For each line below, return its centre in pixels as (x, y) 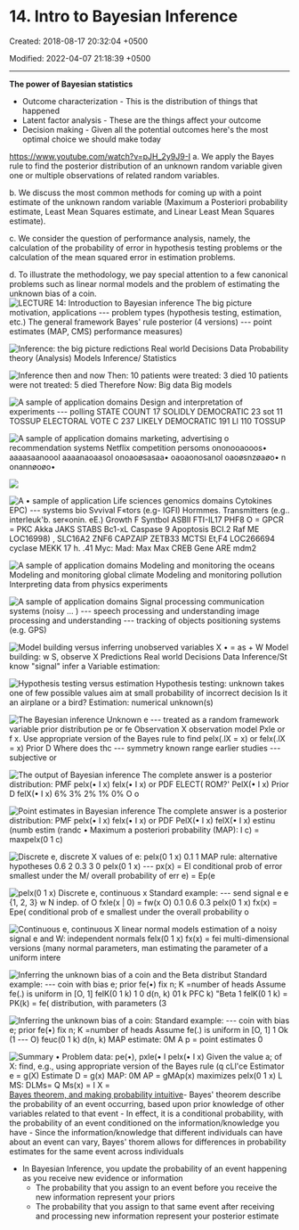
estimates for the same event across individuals (97, 1151)
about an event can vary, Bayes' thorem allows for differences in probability (148, 1142)
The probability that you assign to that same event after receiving (155, 1206)
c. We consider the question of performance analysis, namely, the (130, 238)
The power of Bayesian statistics (71, 84)
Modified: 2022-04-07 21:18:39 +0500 (80, 58)
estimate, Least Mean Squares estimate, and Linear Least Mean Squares (142, 211)
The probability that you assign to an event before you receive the (156, 1187)
